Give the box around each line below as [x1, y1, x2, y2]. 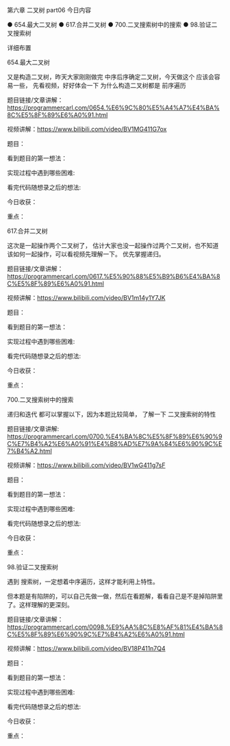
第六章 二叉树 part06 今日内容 [7, 6, 91, 14]
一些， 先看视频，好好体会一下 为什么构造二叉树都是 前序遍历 [12, 82, 186, 89]
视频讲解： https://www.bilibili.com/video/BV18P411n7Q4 [7, 645, 166, 652]
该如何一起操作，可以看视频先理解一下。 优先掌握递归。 [7, 250, 165, 258]
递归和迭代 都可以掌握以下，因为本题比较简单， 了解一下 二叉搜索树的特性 [7, 410, 216, 418]
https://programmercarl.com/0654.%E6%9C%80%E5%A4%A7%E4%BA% [7, 103, 220, 112]
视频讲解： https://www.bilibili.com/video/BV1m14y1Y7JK [7, 294, 166, 301]
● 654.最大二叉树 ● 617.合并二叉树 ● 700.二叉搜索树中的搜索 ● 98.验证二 [7, 21, 218, 29]
